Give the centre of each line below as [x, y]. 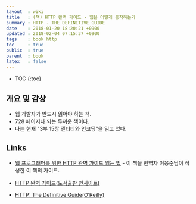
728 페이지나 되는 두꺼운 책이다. [52, 121]
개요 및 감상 [26, 98]
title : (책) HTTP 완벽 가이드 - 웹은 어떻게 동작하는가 [71, 17]
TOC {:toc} [28, 79]
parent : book [25, 56]
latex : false [26, 61]
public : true [25, 51]
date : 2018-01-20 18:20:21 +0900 [53, 28]
